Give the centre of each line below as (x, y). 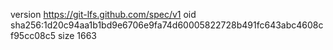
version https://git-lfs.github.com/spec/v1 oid (103, 14)
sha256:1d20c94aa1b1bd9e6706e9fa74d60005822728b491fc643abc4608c (167, 25)
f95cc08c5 (33, 35)
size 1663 (77, 35)
